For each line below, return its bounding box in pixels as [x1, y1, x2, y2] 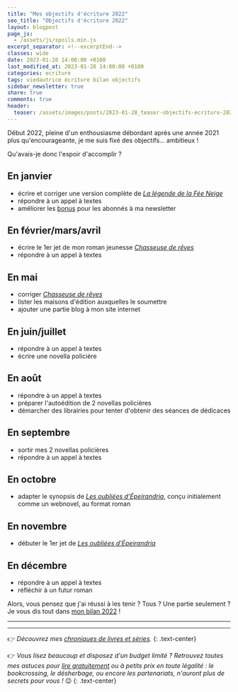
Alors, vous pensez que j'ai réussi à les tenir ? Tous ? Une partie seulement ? [7, 599, 231, 609]
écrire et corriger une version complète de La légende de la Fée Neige [17, 189, 223, 197]
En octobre [7, 473, 57, 485]
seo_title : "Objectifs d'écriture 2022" [7, 17, 129, 24]
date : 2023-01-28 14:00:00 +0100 [7, 57, 106, 64]
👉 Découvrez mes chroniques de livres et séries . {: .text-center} [7, 635, 197, 643]
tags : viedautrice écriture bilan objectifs [7, 76, 141, 83]
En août [7, 372, 42, 384]
